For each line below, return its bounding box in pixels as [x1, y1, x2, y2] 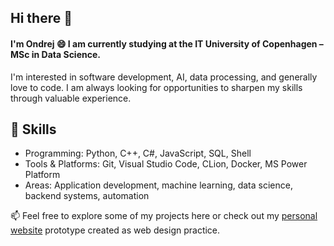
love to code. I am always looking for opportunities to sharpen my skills [10, 81, 303, 93]
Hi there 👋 [10, 10, 73, 27]
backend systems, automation [24, 190, 150, 202]
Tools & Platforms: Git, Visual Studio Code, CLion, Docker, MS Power [24, 158, 308, 170]
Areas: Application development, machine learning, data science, [24, 179, 293, 191]
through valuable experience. [10, 92, 132, 104]
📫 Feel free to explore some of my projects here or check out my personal [10, 210, 318, 222]
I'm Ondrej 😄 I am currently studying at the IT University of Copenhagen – [10, 37, 324, 50]
